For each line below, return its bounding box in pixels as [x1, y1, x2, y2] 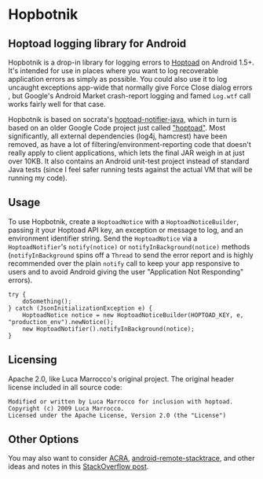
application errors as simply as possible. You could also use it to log [8, 75, 228, 83]
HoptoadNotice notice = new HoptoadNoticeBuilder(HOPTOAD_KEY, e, [22, 311, 244, 319]
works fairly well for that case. [8, 100, 106, 109]
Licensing [8, 353, 57, 367]
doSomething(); [22, 297, 72, 305]
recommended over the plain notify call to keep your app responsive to [8, 258, 240, 268]
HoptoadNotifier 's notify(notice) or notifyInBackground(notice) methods [8, 241, 250, 251]
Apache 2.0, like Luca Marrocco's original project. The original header [8, 374, 235, 383]
